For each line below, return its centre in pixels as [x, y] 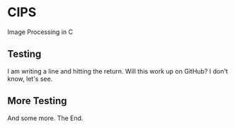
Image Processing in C [40, 32]
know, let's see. [30, 78]
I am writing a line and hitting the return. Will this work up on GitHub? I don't [118, 71]
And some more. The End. [45, 118]
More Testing [37, 101]
